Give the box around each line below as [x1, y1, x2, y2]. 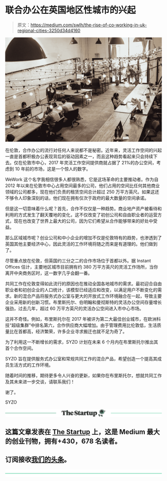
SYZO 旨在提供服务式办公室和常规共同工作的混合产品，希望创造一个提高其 [5, 355, 158, 361]
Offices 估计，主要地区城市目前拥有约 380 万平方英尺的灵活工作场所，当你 [5, 264, 158, 270]
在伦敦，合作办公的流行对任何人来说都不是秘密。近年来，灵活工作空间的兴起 [5, 147, 162, 153]
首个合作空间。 [5, 345, 36, 351]
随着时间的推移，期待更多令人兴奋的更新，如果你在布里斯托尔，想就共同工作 [5, 372, 162, 378]
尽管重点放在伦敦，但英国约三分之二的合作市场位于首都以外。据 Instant [5, 258, 151, 264]
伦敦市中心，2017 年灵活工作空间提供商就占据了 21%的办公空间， [22, 159, 157, 165]
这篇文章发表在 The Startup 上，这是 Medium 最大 [5, 428, 160, 436]
